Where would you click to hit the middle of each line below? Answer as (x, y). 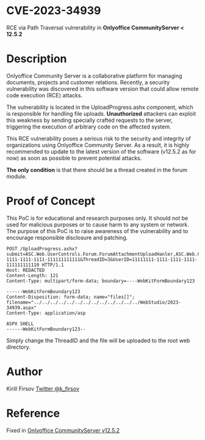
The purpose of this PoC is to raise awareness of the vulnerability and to (97, 231)
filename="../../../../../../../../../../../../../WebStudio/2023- (94, 302)
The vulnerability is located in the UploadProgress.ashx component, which (100, 107)
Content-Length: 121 (33, 275)
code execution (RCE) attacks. (45, 95)
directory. (18, 347)
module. (17, 176)
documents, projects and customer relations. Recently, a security (88, 82)
